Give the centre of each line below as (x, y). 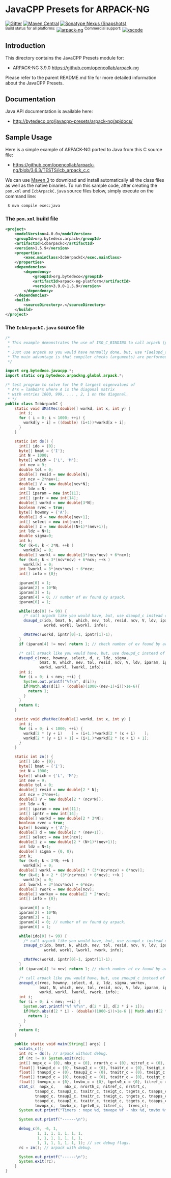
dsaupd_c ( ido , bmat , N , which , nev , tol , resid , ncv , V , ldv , (91, 621)
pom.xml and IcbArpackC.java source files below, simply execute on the (80, 191)
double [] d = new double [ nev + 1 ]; (54, 517)
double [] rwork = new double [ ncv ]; (56, 889)
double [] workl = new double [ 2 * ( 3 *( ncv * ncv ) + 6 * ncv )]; (81, 871)
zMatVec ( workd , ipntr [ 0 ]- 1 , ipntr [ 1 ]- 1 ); (68, 960)
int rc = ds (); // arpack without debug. (63, 1053)
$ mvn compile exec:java (34, 206)
